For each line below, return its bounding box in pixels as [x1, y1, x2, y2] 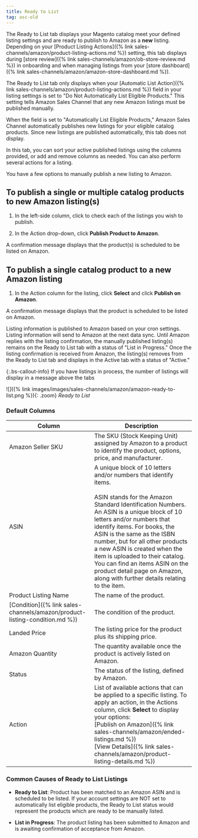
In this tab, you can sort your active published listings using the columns [6, 146, 181, 154]
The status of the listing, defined [94, 667, 184, 675]
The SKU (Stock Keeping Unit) [94, 432, 178, 440]
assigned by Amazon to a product [94, 439, 187, 448]
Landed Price [9, 629, 46, 637]
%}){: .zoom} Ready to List [25, 392, 90, 399]
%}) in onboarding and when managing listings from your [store [6, 61, 161, 69]
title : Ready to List [6, 8, 60, 15]
